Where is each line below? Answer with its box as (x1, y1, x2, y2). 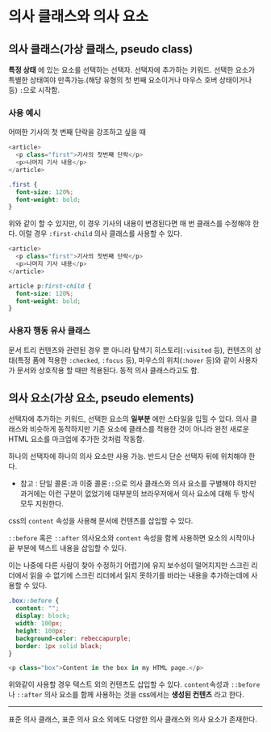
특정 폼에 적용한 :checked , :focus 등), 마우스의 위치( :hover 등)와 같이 (17, 355, 236, 364)
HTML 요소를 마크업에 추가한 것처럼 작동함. (8, 434, 145, 444)
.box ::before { (8, 597, 60, 605)
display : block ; (15, 612, 70, 621)
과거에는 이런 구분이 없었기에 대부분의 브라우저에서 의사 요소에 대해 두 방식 (19, 489, 256, 499)
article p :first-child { (8, 282, 92, 290)
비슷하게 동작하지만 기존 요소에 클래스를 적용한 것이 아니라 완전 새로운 (29, 424, 250, 434)
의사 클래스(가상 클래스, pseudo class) (8, 42, 194, 56)
